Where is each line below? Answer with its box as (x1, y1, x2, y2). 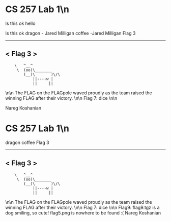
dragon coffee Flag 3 (5, 139, 49, 145)
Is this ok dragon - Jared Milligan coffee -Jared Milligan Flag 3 (5, 30, 136, 36)
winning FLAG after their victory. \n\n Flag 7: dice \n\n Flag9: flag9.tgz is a (5, 204, 160, 210)
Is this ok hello (5, 20, 36, 26)
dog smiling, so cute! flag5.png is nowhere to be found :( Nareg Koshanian (5, 209, 161, 216)
